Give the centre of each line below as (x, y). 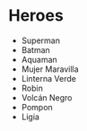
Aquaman (39, 59)
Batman (35, 49)
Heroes (36, 16)
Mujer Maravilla (50, 69)
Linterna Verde (49, 78)
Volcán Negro (47, 97)
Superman (40, 40)
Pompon (37, 107)
